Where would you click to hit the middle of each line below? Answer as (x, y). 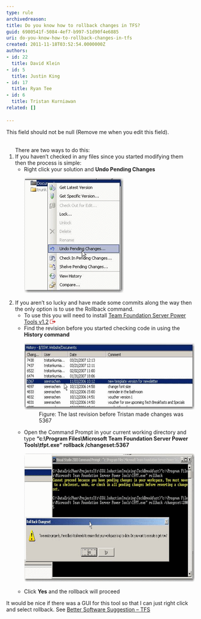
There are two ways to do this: (52, 150)
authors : (17, 51)
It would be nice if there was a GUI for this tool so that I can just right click (97, 603)
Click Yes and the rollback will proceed (72, 591)
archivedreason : (26, 19)
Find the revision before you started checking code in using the (102, 328)
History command (47, 334)
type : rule (20, 13)
